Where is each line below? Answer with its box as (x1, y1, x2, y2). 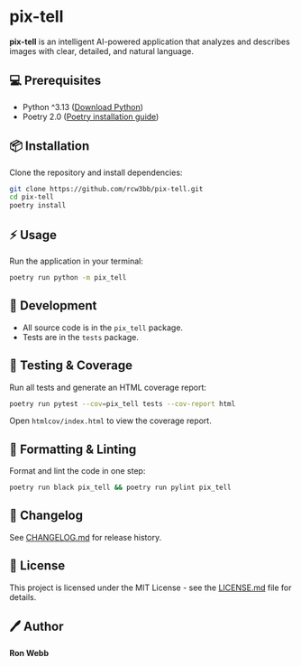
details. (9, 591, 37, 602)
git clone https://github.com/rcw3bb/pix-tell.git (9, 184, 204, 193)
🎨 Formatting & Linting (9, 441, 137, 457)
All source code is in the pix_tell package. (22, 322, 183, 333)
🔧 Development (9, 298, 97, 313)
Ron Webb (9, 647, 50, 658)
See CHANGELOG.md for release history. (9, 532, 162, 542)
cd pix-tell (9, 192, 54, 202)
